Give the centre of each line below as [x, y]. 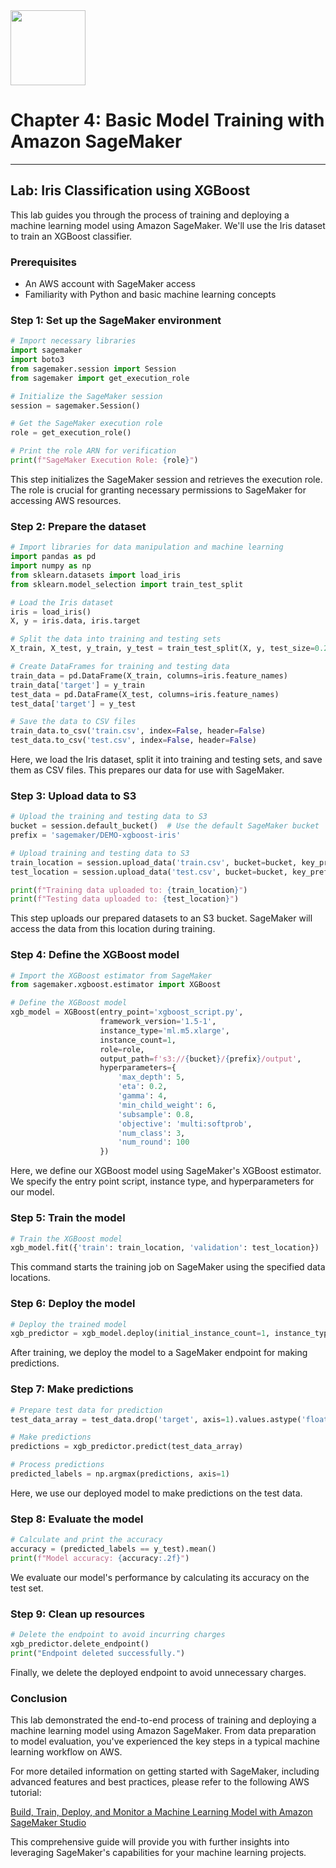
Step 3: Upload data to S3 [73, 796]
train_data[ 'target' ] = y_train [77, 685]
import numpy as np [51, 566]
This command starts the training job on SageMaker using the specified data [168, 1267]
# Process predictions [57, 1465]
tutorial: [26, 1793]
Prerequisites [43, 262]
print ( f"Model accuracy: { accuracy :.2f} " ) [100, 1558]
